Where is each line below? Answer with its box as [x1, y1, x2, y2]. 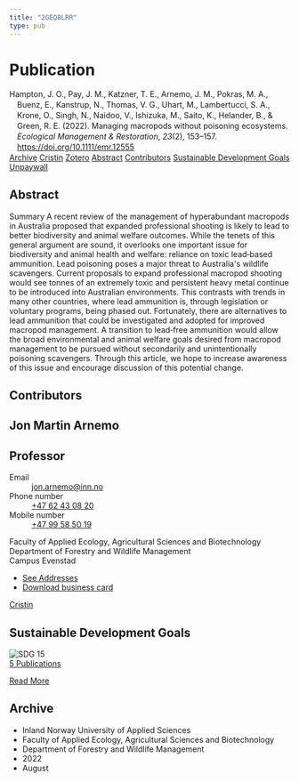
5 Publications [9, 658, 61, 668]
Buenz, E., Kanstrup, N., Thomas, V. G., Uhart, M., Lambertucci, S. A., [17, 100, 271, 110]
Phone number [9, 491, 64, 502]
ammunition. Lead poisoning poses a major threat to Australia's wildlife [9, 258, 269, 269]
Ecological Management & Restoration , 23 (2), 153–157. [17, 131, 218, 141]
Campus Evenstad [9, 555, 77, 566]
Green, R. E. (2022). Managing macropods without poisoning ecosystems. [17, 121, 288, 132]
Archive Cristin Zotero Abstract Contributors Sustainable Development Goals [9, 152, 290, 163]
